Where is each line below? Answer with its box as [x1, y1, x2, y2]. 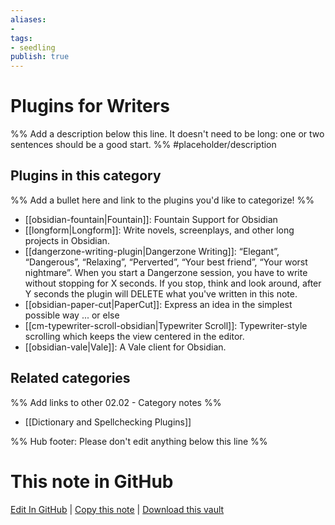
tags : [10, 33, 33, 43]
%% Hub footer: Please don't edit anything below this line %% [10, 435, 268, 447]
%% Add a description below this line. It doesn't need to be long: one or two [10, 128, 325, 140]
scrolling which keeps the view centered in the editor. [24, 330, 245, 342]
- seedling [10, 42, 56, 53]
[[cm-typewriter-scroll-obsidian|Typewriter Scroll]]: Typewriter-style [24, 319, 308, 331]
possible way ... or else [24, 309, 120, 321]
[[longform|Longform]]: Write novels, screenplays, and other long [24, 224, 295, 236]
